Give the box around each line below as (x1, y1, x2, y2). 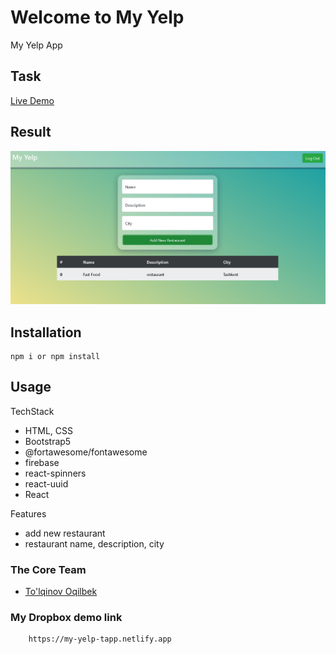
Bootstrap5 (24, 435, 72, 447)
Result (10, 124, 52, 141)
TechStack (10, 405, 55, 417)
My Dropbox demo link (10, 611, 123, 624)
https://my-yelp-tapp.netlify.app (28, 634, 172, 645)
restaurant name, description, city (24, 537, 165, 550)
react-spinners (24, 467, 87, 479)
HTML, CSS (24, 424, 73, 436)
